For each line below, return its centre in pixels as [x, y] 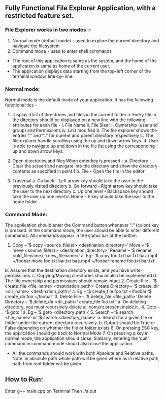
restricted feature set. [39, 16]
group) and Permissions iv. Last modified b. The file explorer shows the [84, 130]
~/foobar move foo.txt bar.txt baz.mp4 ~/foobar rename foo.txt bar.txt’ [84, 261]
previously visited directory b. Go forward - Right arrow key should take [85, 186]
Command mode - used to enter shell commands [62, 51]
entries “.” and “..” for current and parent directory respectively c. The [83, 135]
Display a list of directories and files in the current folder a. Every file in [84, 114]
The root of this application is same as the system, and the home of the [84, 61]
